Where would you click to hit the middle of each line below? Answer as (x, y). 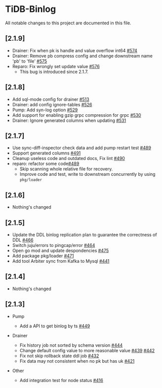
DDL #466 (23, 240)
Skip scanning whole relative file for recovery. (66, 169)
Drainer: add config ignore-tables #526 (52, 104)
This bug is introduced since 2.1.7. (54, 72)
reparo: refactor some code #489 (46, 164)
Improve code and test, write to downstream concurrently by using (87, 174)
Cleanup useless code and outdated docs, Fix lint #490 (68, 158)
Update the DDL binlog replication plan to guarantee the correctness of (84, 235)
